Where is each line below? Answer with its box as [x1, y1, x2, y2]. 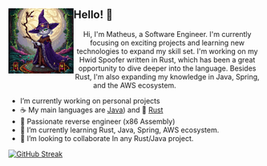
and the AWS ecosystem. [93, 80, 176, 90]
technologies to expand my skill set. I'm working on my [76, 46, 258, 56]
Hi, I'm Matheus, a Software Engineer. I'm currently [83, 29, 252, 38]
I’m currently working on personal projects [19, 95, 160, 105]
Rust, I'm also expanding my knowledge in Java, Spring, [75, 71, 260, 81]
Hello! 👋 [73, 8, 114, 22]
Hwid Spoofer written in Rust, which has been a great [79, 55, 256, 64]
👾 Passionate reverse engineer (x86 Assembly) [19, 116, 176, 126]
